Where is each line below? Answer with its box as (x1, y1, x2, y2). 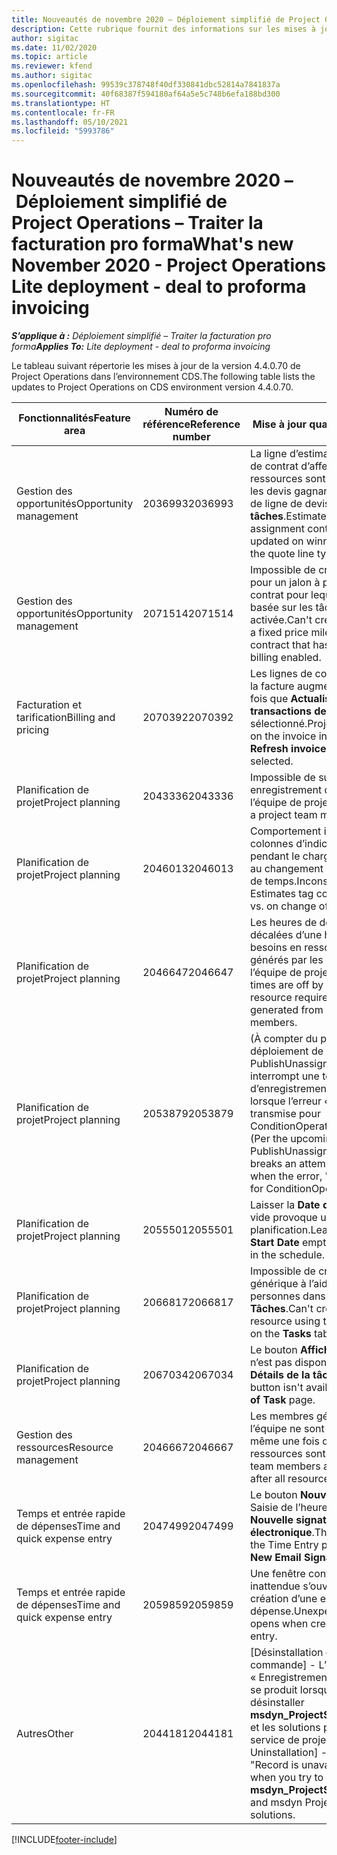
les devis (249, 484, 293, 498)
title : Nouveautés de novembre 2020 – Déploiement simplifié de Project (11, 14, 321, 25)
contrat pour (249, 588, 309, 602)
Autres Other (16, 1727, 74, 1741)
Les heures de (249, 916, 318, 930)
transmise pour (249, 1107, 321, 1121)
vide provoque (249, 1211, 318, 1225)
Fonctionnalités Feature (18, 411, 131, 425)
